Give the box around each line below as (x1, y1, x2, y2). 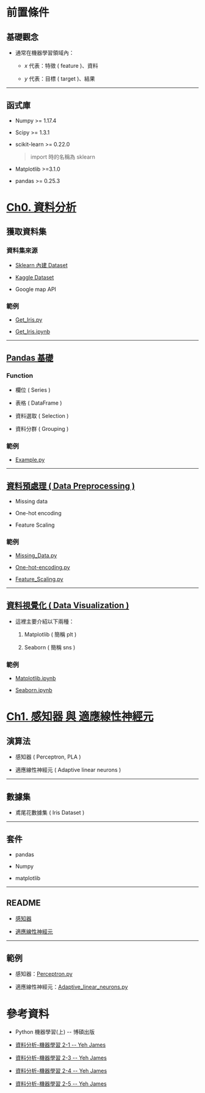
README (6, 898, 41, 908)
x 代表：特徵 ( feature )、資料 (24, 62, 99, 69)
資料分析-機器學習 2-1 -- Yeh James (15, 1041, 106, 1048)
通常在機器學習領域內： (15, 49, 74, 56)
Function (6, 372, 34, 380)
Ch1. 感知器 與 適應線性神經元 (6, 710, 154, 724)
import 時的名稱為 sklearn (30, 153, 96, 161)
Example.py (15, 456, 45, 463)
